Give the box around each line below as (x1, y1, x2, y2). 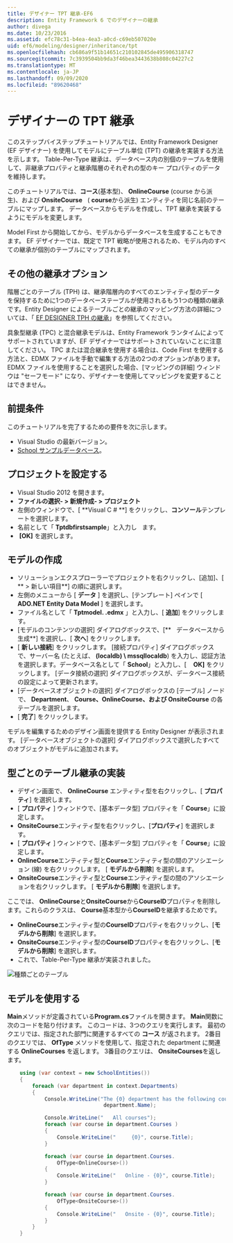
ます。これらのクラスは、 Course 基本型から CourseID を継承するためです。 (7, 906, 221, 914)
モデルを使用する (7, 992, 80, 1005)
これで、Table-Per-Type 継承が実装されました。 (17, 955, 155, 964)
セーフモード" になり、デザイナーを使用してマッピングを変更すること (24, 372, 222, 380)
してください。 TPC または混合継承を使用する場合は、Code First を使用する (7, 346, 224, 354)
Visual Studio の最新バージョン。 (17, 437, 111, 446)
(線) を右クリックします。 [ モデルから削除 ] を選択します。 (31, 865, 198, 873)
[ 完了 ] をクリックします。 (17, 713, 92, 721)
